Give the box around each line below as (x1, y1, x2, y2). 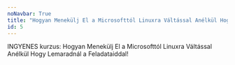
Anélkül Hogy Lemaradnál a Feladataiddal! (7, 50, 129, 58)
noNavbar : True (7, 10, 52, 17)
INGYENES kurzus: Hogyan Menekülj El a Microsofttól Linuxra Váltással (7, 43, 212, 51)
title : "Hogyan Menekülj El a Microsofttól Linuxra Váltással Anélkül (7, 17, 218, 24)
